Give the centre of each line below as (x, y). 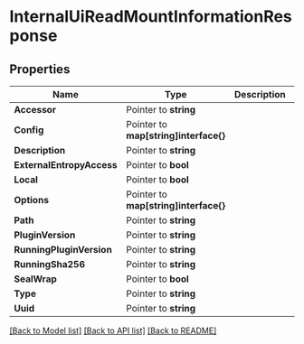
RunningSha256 (50, 264)
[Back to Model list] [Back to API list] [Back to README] (113, 330)
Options (32, 200)
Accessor (35, 110)
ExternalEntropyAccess (66, 165)
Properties (40, 69)
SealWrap (35, 279)
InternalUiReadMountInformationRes (151, 17)
